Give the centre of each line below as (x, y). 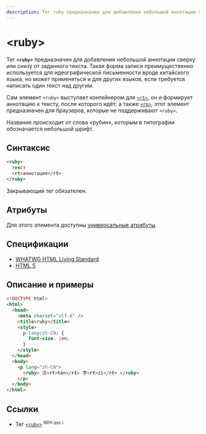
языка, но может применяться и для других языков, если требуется (96, 79)
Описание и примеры (50, 285)
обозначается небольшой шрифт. (50, 129)
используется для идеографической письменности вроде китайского (98, 72)
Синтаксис (28, 148)
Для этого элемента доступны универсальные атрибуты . (82, 225)
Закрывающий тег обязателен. (47, 191)
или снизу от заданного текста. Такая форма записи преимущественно (100, 66)
